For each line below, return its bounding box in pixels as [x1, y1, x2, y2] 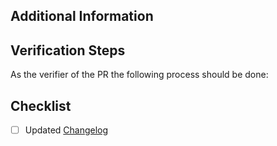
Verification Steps [10, 42, 126, 59]
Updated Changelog [24, 124, 109, 136]
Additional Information [10, 8, 154, 25]
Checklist [10, 97, 72, 114]
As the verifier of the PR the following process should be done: [10, 69, 269, 81]
